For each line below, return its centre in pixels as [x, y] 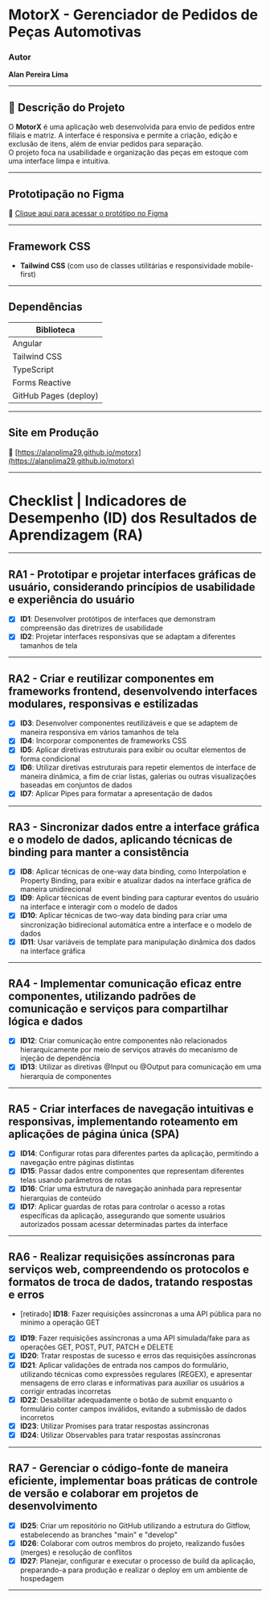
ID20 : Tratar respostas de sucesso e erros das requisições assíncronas [138, 1356]
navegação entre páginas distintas [77, 1163]
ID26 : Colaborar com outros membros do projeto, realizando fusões [132, 1543]
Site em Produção [53, 433]
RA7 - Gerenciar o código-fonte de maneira [119, 1468]
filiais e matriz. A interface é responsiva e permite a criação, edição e [123, 135]
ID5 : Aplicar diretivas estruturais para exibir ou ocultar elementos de [133, 750]
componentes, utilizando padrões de [102, 996]
